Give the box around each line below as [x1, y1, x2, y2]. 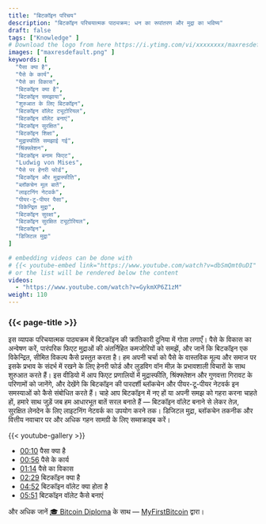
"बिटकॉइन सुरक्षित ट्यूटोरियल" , [15, 218, 90, 226]
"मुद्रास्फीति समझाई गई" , [15, 136, 75, 145]
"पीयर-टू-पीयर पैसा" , [15, 196, 69, 203]
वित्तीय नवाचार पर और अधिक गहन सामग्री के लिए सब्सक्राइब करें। [8, 415, 171, 424]
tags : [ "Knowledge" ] [8, 33, 80, 42]
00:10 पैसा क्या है [19, 446, 66, 456]
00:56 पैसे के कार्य [19, 455, 70, 465]
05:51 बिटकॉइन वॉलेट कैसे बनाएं [19, 491, 104, 500]
